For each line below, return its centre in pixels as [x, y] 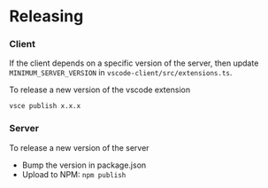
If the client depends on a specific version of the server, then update [134, 63]
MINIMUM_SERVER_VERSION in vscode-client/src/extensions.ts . [121, 73]
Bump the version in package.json [84, 165]
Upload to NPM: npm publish [74, 174]
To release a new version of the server [79, 147]
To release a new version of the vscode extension [100, 90]
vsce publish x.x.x [45, 106]
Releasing [46, 16]
